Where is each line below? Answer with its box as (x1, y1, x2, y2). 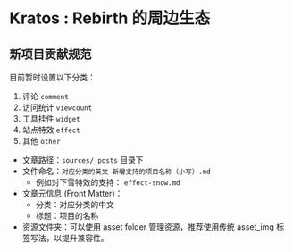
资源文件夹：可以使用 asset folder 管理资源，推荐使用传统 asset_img (21, 222, 274, 232)
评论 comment (21, 91, 69, 101)
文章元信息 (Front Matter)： (21, 189, 123, 198)
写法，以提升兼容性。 (29, 233, 109, 243)
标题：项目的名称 (35, 211, 99, 221)
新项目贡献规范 (9, 46, 92, 62)
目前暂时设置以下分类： (9, 72, 96, 82)
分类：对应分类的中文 (35, 199, 114, 210)
